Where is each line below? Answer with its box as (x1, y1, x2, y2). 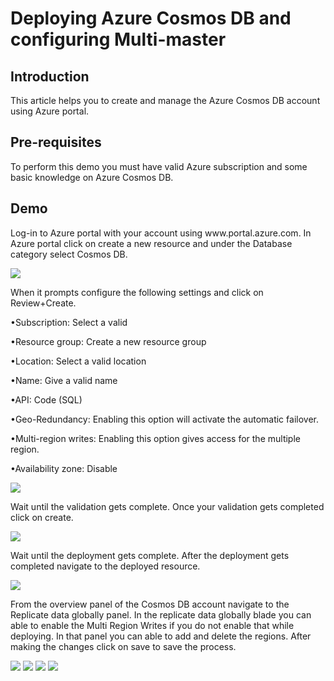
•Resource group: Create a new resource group (10, 335, 207, 347)
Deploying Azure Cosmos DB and (10, 7, 292, 30)
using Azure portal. (10, 105, 90, 117)
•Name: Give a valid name (10, 374, 118, 386)
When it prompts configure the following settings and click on (10, 286, 264, 298)
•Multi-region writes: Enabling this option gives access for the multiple (10, 432, 301, 444)
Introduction (10, 68, 90, 85)
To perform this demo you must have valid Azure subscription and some (10, 160, 308, 172)
